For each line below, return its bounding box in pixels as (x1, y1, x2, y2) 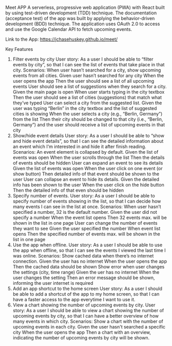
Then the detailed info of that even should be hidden (12, 187, 124, 193)
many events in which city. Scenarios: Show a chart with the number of (12, 318, 163, 324)
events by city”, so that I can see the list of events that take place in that (12, 62, 165, 67)
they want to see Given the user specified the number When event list (12, 226, 161, 231)
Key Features (5, 46, 33, 52)
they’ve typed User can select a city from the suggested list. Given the (12, 100, 162, 106)
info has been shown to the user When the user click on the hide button (12, 182, 164, 188)
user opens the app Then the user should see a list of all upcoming (12, 78, 155, 84)
